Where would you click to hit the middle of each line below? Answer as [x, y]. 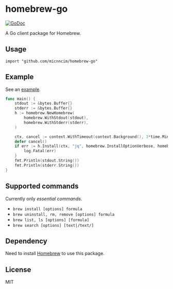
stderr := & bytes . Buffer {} [44, 109]
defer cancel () [31, 141]
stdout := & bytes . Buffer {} [44, 103]
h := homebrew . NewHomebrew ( [45, 113]
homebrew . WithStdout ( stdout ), [56, 118]
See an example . [23, 89]
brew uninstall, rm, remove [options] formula [64, 214]
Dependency [26, 241]
